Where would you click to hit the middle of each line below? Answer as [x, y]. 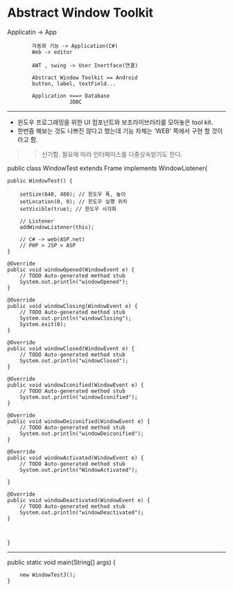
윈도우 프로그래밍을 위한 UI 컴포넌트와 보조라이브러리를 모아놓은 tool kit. [115, 122]
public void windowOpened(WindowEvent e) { [71, 269]
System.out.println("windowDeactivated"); [82, 512]
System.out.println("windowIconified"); [79, 397]
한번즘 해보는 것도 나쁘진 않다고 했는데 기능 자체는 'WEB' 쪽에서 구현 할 [113, 130]
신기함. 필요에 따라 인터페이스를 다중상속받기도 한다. [112, 154]
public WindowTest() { [40, 181]
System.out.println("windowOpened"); [74, 282]
